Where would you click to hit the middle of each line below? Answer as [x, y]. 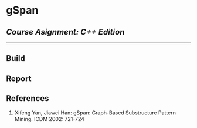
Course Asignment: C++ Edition [65, 32]
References [28, 98]
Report [19, 78]
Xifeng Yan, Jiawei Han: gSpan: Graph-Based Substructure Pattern [95, 113]
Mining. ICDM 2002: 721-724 [50, 119]
